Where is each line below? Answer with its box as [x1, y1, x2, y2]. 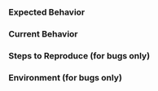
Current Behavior [8, 28, 79, 39]
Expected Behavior [8, 6, 86, 18]
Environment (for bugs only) [8, 71, 122, 83]
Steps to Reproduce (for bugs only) [8, 50, 151, 61]
